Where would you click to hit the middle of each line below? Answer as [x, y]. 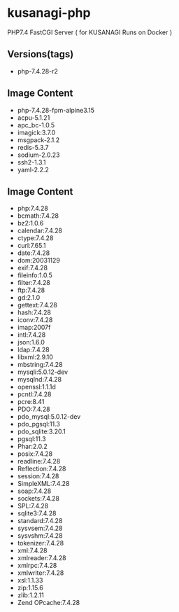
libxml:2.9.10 [35, 357]
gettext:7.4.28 [37, 305]
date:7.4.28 [34, 253]
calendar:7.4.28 [40, 231]
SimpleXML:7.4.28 [43, 484]
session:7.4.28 [38, 476]
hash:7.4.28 [34, 312]
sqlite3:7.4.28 [37, 513]
